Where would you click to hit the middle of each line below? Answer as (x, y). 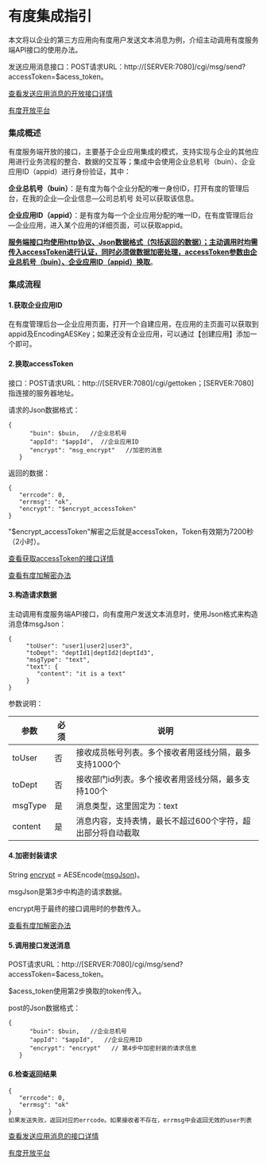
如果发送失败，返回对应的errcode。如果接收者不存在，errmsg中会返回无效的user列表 (130, 1120)
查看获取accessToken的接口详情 (61, 558)
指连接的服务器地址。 (43, 393)
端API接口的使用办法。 (45, 49)
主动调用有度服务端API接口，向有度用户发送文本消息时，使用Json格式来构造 (133, 613)
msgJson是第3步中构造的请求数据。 (67, 892)
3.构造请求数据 (33, 595)
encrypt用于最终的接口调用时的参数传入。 (77, 908)
